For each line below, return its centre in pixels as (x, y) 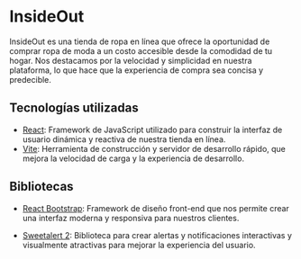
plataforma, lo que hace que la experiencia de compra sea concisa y (137, 70)
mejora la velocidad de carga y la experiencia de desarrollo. (133, 158)
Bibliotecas (41, 187)
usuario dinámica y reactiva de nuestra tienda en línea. (124, 139)
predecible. (31, 79)
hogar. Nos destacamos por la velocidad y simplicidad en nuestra (131, 60)
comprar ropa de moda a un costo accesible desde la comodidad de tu (141, 50)
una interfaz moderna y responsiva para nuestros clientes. (131, 218)
